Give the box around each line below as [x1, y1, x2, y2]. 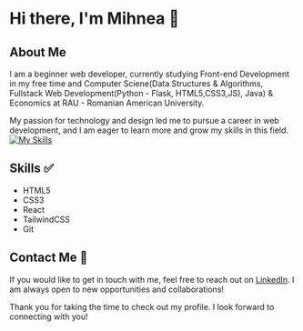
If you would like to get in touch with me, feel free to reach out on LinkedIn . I [9, 274, 295, 285]
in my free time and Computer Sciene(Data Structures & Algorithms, [9, 78, 264, 89]
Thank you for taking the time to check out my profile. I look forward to [9, 301, 275, 312]
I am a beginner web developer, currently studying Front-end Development [9, 68, 289, 79]
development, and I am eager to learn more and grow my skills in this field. [9, 125, 289, 135]
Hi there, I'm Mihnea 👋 [9, 8, 180, 29]
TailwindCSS [22, 214, 71, 225]
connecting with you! [9, 311, 88, 322]
